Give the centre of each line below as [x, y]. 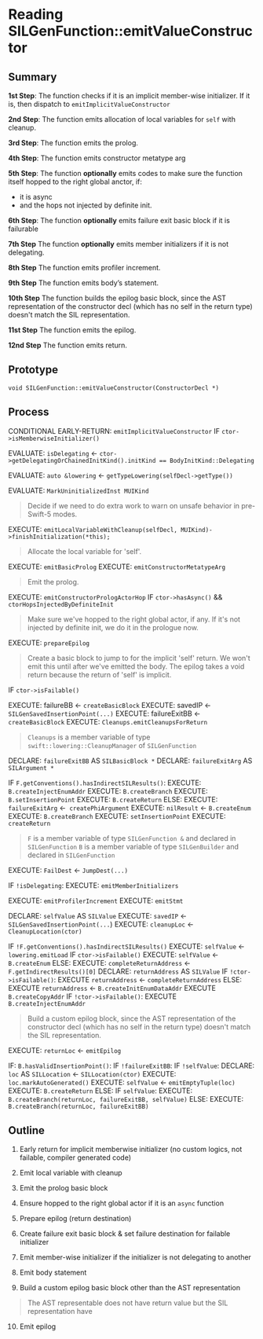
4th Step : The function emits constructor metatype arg [97, 158]
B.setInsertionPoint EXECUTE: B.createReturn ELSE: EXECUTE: [113, 799]
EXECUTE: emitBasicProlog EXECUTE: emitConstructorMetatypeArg [117, 567]
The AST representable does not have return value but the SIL [128, 1303]
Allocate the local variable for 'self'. [84, 551]
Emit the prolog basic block [64, 1188]
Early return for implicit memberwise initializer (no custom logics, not [131, 1150]
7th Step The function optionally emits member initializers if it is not [119, 244]
